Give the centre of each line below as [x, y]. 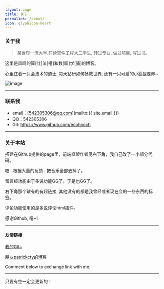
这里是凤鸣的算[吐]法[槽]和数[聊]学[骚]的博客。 [52, 63]
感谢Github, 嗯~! [21, 218]
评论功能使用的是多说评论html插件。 [41, 208]
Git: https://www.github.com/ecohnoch [51, 124]
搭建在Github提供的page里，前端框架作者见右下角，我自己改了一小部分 [77, 154]
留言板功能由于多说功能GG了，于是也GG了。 [50, 181]
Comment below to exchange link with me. [48, 267]
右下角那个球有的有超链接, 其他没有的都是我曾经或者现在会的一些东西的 [77, 191]
